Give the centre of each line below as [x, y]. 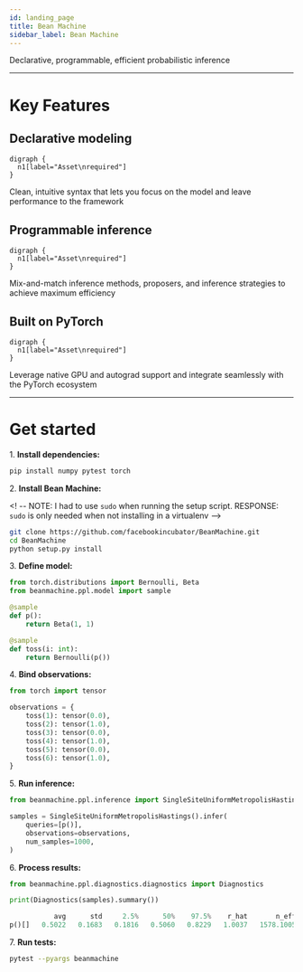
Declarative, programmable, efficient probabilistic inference [120, 61]
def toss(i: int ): [44, 649]
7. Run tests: [33, 942]
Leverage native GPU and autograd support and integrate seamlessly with [147, 375]
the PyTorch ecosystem [53, 384]
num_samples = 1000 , [60, 842]
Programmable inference [81, 230]
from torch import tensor [58, 691]
